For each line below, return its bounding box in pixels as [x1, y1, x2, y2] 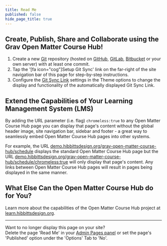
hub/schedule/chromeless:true [5, 159, 69, 164]
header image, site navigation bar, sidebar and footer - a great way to [5, 128, 148, 134]
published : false [5, 12, 41, 17]
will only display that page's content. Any [69, 159, 154, 164]
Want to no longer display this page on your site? [5, 224, 105, 230]
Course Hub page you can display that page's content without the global [5, 123, 154, 129]
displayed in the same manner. [5, 169, 68, 175]
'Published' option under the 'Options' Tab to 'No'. [5, 235, 108, 241]
